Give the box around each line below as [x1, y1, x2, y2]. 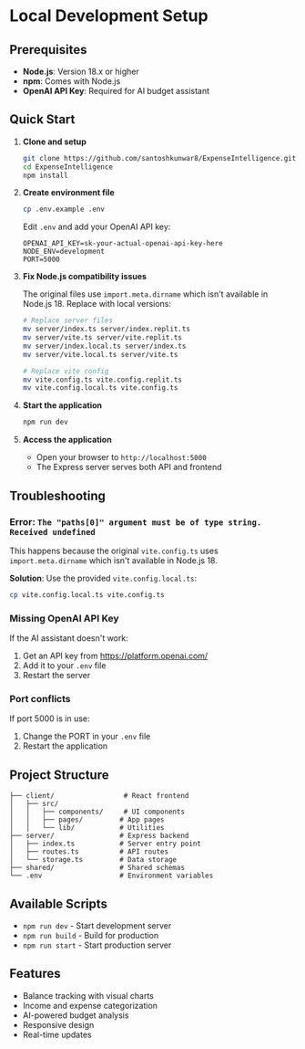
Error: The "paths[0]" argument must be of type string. [9, 515, 262, 528]
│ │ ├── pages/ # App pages [9, 815, 166, 824]
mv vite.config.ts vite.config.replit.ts [22, 375, 182, 384]
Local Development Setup [9, 5, 208, 26]
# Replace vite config [22, 366, 109, 375]
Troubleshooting [9, 488, 107, 503]
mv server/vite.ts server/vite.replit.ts [22, 333, 182, 342]
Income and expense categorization [22, 1000, 158, 1011]
